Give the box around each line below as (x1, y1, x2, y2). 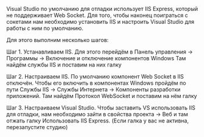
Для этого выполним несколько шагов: (6, 37, 109, 43)
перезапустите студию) (6, 124, 68, 130)
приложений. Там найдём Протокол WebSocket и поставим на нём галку (6, 93, 197, 99)
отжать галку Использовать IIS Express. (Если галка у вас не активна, (6, 117, 189, 124)
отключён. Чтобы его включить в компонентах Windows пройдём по (6, 79, 186, 86)
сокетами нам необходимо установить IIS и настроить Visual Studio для (6, 18, 194, 25)
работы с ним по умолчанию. (6, 24, 84, 32)
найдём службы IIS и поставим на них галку (6, 61, 122, 68)
